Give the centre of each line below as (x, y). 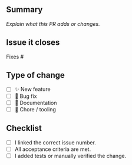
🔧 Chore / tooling (35, 109)
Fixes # (15, 57)
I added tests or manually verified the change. (70, 156)
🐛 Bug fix (26, 96)
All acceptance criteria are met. (53, 149)
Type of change (35, 75)
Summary (24, 10)
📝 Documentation (36, 103)
